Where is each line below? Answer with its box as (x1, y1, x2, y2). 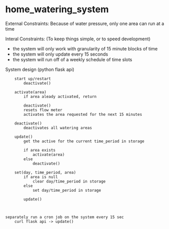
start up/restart (14, 76, 51, 81)
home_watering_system (5, 4, 109, 15)
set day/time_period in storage (32, 188, 101, 193)
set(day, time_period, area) (14, 170, 76, 175)
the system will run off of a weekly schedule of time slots (12, 56, 132, 62)
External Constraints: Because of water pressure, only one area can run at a (5, 20, 164, 27)
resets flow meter (23, 107, 63, 113)
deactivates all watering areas (23, 125, 93, 131)
